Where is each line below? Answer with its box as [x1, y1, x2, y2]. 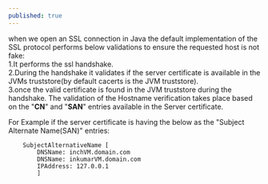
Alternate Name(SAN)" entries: [8, 126, 110, 135]
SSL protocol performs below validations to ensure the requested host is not [8, 42, 260, 52]
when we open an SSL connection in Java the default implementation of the [8, 34, 258, 43]
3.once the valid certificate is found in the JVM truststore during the [8, 85, 232, 94]
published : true [8, 11, 62, 20]
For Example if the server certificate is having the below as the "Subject [8, 117, 245, 126]
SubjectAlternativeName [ [22, 141, 110, 149]
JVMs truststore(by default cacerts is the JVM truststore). [8, 76, 198, 86]
